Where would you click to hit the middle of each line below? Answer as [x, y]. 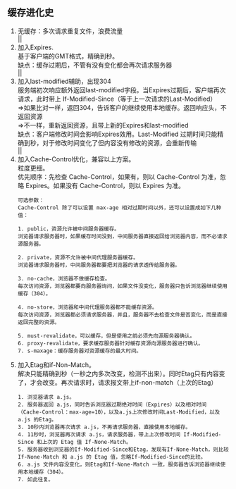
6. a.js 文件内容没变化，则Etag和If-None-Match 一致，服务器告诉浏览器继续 [119, 464]
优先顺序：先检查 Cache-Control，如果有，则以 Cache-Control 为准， [119, 177]
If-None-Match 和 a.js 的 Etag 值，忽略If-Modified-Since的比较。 [112, 457]
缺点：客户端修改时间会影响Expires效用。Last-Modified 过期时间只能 [117, 134]
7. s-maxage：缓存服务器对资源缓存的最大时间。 [80, 351]
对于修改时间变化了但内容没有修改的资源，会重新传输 [119, 142]
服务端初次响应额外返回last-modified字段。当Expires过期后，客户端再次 [122, 89]
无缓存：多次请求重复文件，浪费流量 [70, 31]
